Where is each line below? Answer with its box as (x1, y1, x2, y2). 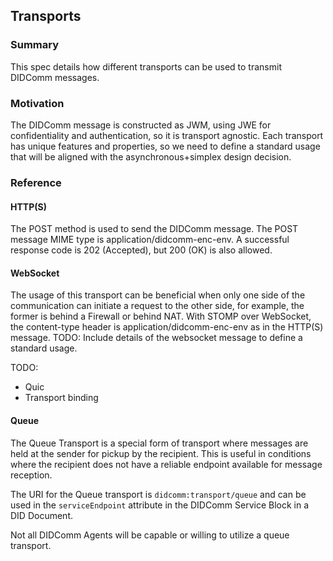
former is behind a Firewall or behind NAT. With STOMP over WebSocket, (10, 310, 312, 323)
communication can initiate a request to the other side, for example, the (10, 300, 305, 312)
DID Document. (10, 509, 73, 521)
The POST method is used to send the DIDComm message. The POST (10, 223, 299, 235)
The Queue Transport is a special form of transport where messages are (10, 437, 309, 449)
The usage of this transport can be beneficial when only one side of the (10, 289, 306, 301)
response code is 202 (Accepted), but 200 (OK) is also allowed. (10, 244, 273, 256)
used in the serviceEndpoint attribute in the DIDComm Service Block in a (10, 499, 310, 511)
